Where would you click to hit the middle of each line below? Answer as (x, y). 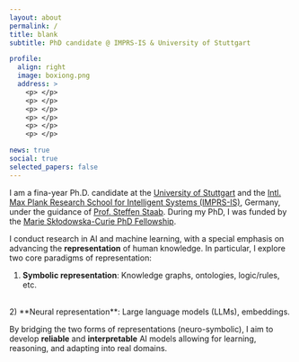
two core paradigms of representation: (81, 258)
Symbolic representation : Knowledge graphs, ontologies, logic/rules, (151, 275)
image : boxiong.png (54, 76)
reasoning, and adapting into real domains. (88, 348)
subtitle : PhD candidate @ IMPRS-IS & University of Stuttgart (130, 43)
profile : (26, 59)
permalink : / (34, 26)
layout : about (36, 18)
